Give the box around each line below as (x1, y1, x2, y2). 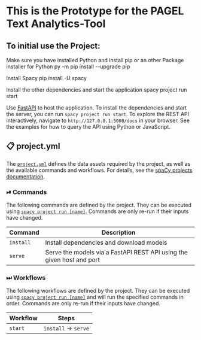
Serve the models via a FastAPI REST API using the (45, 248, 188, 257)
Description (101, 229, 136, 237)
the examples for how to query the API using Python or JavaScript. (6, 123, 170, 130)
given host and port (45, 256, 100, 264)
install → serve (43, 324, 90, 333)
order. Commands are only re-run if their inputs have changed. (6, 300, 160, 307)
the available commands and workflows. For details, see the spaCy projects (6, 166, 193, 174)
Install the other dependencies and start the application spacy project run (6, 86, 187, 93)
